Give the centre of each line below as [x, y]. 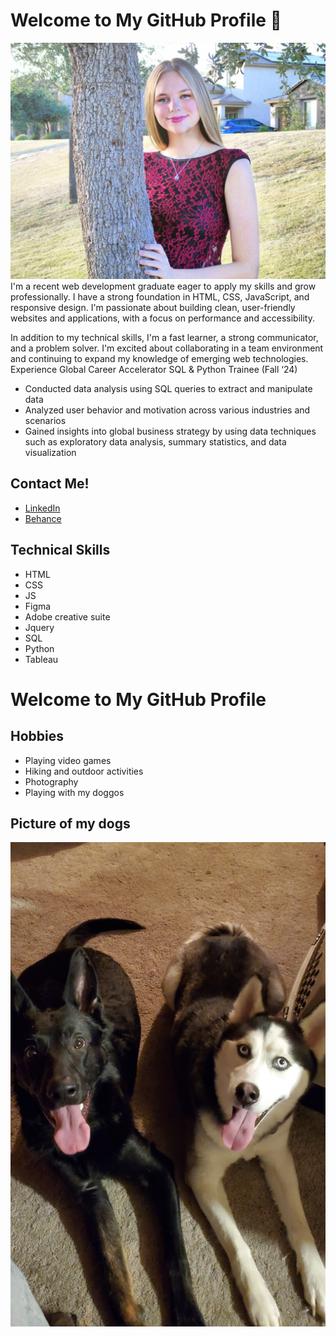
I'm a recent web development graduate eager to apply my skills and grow [163, 286]
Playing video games [68, 760]
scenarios [45, 420]
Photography [51, 781]
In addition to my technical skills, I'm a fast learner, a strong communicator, [164, 337]
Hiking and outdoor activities [84, 771]
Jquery [39, 627]
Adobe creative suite [67, 616]
